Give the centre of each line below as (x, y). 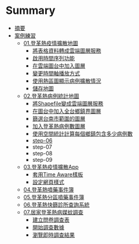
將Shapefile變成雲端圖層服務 (68, 103)
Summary (30, 11)
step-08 (42, 153)
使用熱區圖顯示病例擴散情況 (67, 81)
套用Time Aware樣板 (58, 174)
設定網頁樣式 (48, 182)
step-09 (42, 159)
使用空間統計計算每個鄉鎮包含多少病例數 (82, 133)
